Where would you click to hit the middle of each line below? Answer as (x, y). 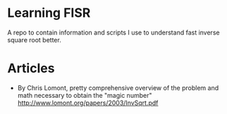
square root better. (34, 39)
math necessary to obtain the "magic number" (85, 95)
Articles (31, 69)
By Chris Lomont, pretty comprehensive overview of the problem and (118, 88)
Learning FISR (49, 13)
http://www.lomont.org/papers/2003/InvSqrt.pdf (88, 103)
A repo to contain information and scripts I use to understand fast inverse (114, 32)
